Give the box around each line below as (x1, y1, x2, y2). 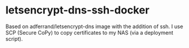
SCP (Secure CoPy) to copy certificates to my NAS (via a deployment (5, 29, 174, 36)
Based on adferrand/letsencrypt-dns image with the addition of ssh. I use (5, 23, 184, 30)
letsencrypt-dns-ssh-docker (5, 4, 150, 17)
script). (5, 35, 23, 42)
